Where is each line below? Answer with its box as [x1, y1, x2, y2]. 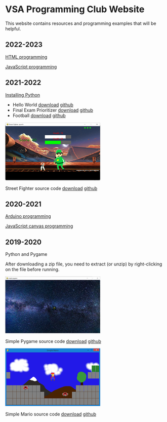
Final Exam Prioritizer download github [12, 107, 94, 113]
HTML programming [5, 54, 48, 60]
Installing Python [5, 92, 40, 98]
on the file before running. [5, 266, 60, 273]
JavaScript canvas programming [5, 223, 73, 229]
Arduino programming [5, 213, 52, 219]
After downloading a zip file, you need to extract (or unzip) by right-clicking [5, 261, 162, 267]
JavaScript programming [5, 63, 57, 69]
